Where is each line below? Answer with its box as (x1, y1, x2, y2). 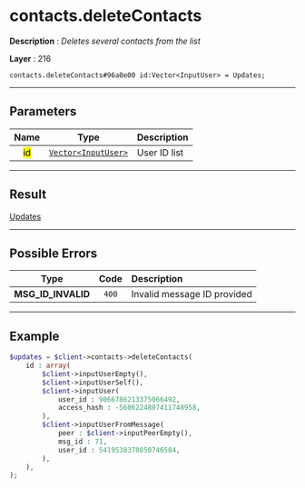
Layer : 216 (9, 53, 52, 64)
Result (9, 187, 47, 203)
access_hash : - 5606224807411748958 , (57, 403, 202, 413)
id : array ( (25, 361, 71, 371)
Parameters (9, 104, 77, 119)
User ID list (136, 146, 184, 159)
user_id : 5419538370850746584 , (57, 445, 181, 454)
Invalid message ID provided (131, 288, 252, 301)
